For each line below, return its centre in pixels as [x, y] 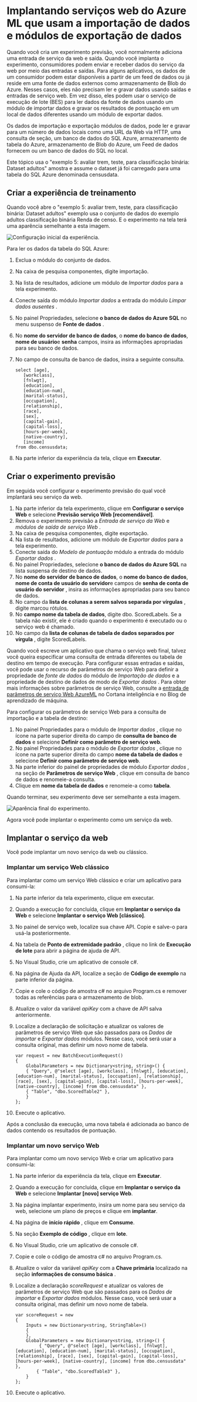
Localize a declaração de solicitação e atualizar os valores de [89, 1026]
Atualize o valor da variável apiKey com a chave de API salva [89, 1008]
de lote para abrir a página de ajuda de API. [68, 950]
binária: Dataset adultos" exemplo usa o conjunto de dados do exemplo [93, 213]
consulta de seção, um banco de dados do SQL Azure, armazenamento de [97, 138]
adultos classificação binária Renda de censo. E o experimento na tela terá [97, 219]
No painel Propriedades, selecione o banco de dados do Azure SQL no [101, 317]
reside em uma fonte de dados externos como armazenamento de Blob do [96, 83]
